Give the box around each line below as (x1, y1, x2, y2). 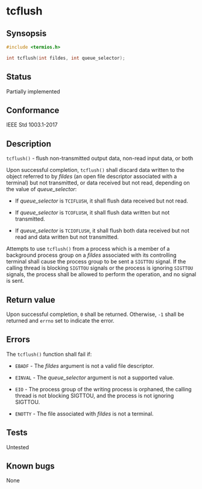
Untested (6, 443, 29, 450)
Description (6, 139, 51, 149)
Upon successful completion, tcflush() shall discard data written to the (6, 166, 185, 174)
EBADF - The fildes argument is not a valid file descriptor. (14, 362, 154, 369)
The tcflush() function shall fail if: (6, 350, 92, 358)
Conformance (6, 105, 60, 115)
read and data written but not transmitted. (14, 233, 119, 241)
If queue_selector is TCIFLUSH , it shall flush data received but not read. (14, 197, 189, 204)
